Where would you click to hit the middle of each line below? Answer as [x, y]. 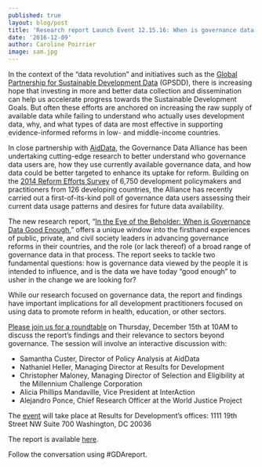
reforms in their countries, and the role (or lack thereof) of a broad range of [129, 246]
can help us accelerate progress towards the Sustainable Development [122, 99]
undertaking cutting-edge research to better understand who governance [127, 156]
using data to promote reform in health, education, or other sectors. [117, 312]
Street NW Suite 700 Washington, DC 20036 [80, 424]
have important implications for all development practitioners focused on [126, 303]
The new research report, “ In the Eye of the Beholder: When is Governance [129, 221]
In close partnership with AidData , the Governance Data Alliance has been [128, 148]
